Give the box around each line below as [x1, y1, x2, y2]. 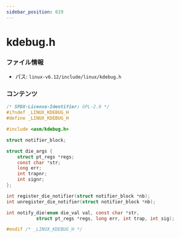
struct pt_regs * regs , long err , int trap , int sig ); [36, 215, 175, 222]
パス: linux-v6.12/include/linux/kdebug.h [15, 73, 122, 80]
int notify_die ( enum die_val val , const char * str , [6, 209, 139, 216]
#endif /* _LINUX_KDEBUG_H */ [6, 226, 83, 233]
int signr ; [17, 177, 45, 183]
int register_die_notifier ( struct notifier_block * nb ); [6, 193, 150, 199]
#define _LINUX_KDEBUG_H [6, 115, 69, 122]
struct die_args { [6, 148, 53, 154]
